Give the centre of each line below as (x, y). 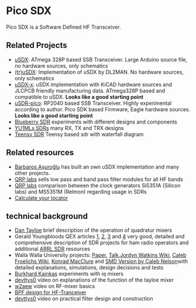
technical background (47, 216)
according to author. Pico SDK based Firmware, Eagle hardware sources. (102, 109)
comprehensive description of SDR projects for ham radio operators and (102, 243)
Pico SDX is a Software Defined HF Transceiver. (63, 27)
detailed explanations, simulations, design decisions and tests (89, 268)
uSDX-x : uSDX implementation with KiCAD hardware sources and (93, 84)
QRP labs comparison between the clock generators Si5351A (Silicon (97, 185)
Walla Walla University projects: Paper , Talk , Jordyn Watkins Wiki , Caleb (100, 255)
